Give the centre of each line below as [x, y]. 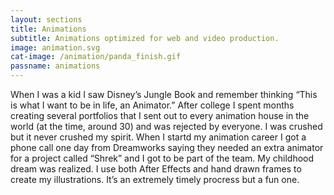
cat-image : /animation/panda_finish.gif [96, 57]
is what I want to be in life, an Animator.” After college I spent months [152, 105]
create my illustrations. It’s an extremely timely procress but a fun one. [155, 179]
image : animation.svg [55, 47]
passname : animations [55, 66]
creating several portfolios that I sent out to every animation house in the [160, 115]
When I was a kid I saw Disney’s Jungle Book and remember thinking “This [164, 94]
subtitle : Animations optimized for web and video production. [145, 38]
